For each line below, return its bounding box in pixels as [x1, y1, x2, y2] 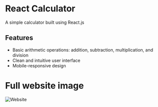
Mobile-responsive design [12, 62, 66, 68]
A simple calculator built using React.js [5, 19, 84, 25]
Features [5, 34, 33, 42]
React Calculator [5, 3, 76, 14]
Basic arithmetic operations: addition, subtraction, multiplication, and [12, 47, 153, 53]
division [12, 52, 29, 58]
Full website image [5, 80, 84, 91]
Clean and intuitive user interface [12, 57, 80, 63]
